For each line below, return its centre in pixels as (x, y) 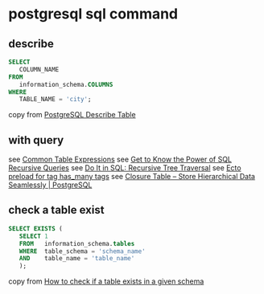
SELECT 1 (33, 236)
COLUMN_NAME (39, 69)
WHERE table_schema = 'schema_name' (82, 251)
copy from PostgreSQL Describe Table (72, 115)
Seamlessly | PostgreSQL (50, 185)
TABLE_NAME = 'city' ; (55, 100)
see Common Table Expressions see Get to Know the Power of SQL (120, 159)
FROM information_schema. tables (77, 243)
